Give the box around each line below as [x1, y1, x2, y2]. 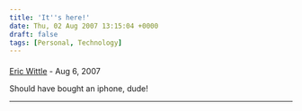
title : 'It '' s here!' [9, 13, 91, 22]
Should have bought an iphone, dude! [9, 82, 148, 94]
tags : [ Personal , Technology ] [9, 38, 123, 47]
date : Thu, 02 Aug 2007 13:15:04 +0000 [9, 21, 159, 30]
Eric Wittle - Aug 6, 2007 [9, 65, 101, 76]
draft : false [9, 30, 58, 38]
